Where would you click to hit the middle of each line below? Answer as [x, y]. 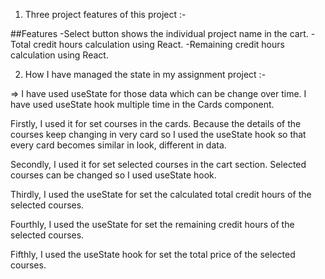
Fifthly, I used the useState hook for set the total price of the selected [153, 254]
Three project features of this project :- [105, 14]
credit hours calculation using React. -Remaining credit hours [159, 44]
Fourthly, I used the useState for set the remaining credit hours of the [152, 224]
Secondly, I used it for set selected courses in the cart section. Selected [158, 164]
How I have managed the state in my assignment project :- [145, 74]
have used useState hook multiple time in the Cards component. [142, 104]
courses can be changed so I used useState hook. [113, 175]
